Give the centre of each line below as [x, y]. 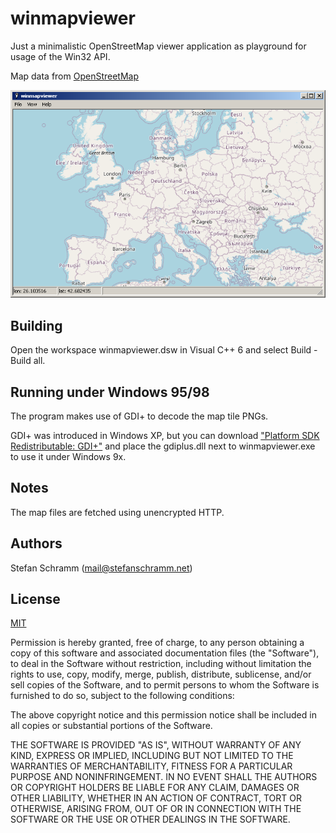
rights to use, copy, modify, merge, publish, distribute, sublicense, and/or [161, 674]
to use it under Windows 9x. [68, 457]
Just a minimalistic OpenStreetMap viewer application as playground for [158, 46]
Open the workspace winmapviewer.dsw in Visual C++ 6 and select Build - [164, 350]
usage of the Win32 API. [60, 56]
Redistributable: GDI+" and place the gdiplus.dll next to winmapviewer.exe [163, 446]
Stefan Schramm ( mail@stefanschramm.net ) [101, 568]
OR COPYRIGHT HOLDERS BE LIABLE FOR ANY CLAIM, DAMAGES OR [155, 788]
